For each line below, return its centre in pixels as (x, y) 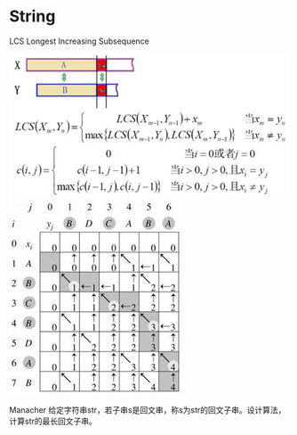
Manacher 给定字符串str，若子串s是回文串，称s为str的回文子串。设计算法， (148, 410)
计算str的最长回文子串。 (53, 421)
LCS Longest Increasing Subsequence (79, 41)
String (32, 16)
